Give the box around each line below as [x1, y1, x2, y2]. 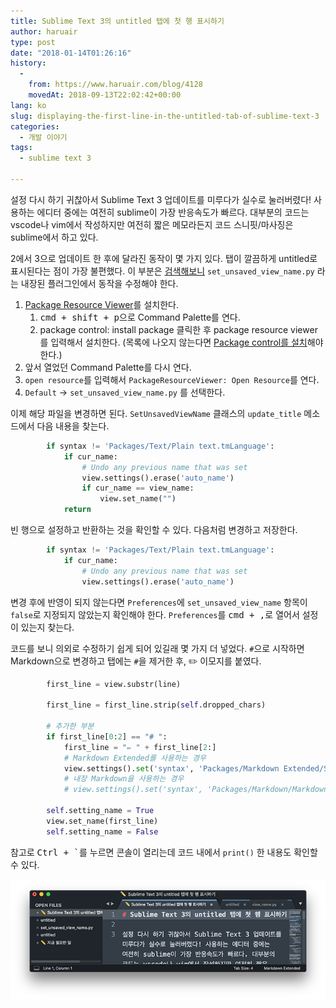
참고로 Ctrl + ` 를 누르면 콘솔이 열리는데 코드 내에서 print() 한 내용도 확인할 [10, 846, 318, 858]
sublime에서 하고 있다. [10, 231, 99, 243]
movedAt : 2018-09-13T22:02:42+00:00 [28, 90, 182, 100]
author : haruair [10, 26, 78, 37]
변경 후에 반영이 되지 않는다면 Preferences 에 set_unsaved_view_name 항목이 [10, 596, 308, 608]
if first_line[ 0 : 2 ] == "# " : [46, 731, 168, 742]
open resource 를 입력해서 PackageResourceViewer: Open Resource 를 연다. [24, 373, 320, 385]
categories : [10, 121, 60, 132]
